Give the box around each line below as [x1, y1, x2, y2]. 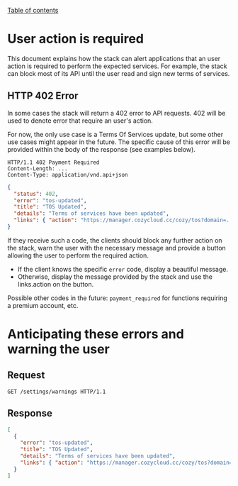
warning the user [7, 341, 110, 358]
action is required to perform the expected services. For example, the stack [7, 62, 227, 70]
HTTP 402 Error [7, 90, 79, 102]
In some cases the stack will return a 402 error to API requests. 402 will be [7, 109, 226, 117]
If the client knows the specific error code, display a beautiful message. [17, 265, 229, 273]
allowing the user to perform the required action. [7, 251, 149, 260]
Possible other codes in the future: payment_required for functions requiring [7, 294, 228, 302]
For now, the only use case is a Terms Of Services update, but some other [7, 130, 224, 138]
